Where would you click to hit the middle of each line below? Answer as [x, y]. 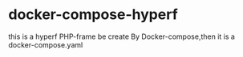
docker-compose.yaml [46, 44]
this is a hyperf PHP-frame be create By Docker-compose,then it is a [121, 36]
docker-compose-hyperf [93, 15]
